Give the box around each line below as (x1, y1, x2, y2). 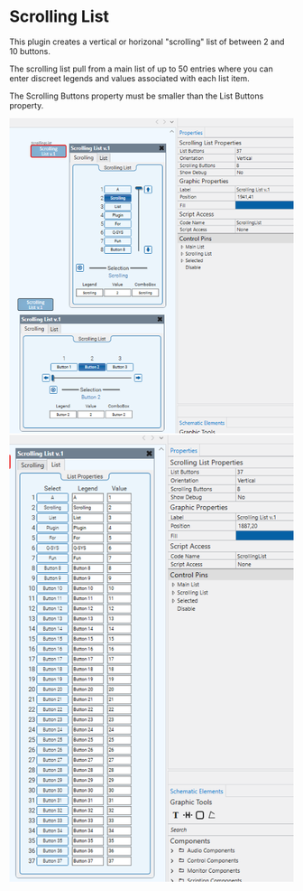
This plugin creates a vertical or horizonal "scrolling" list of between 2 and (9, 36, 285, 47)
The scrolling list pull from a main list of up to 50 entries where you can (9, 63, 273, 74)
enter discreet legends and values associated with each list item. (9, 72, 250, 83)
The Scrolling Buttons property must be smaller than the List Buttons (9, 90, 264, 101)
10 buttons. (9, 45, 51, 56)
